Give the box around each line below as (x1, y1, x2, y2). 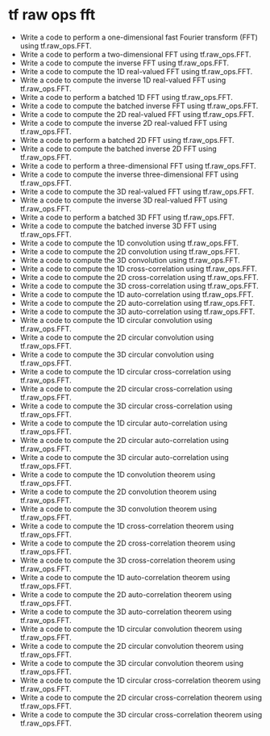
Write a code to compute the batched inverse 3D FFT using (19, 220, 218, 231)
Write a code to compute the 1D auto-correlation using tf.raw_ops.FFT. (19, 289, 254, 299)
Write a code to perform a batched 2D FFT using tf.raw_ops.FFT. (19, 135, 235, 144)
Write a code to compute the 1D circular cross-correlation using (19, 366, 231, 376)
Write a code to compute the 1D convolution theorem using (19, 470, 216, 479)
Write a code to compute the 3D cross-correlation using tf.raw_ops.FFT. (19, 281, 260, 291)
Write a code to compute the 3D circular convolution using (19, 349, 214, 359)
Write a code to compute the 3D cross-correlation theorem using (19, 555, 236, 565)
